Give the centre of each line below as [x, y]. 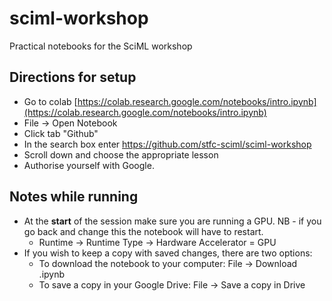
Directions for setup [73, 77]
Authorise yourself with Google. [89, 165]
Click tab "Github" [61, 133]
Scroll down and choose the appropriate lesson [121, 154]
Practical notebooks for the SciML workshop [101, 46]
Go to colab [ [50, 101]
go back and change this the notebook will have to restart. [143, 231]
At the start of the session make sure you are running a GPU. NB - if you [172, 221]
